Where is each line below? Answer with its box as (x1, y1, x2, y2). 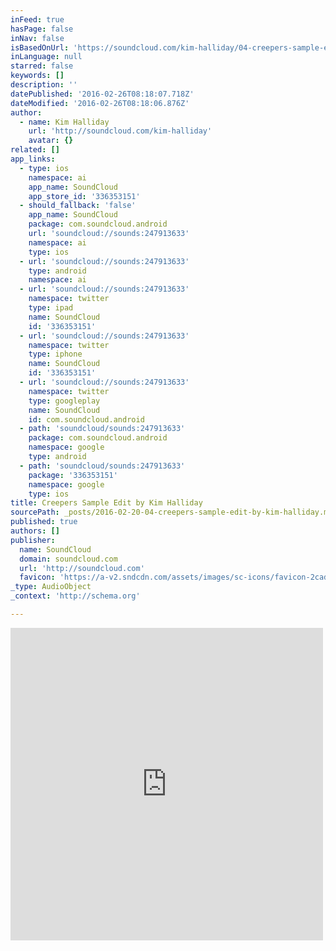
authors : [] (10, 526, 60, 536)
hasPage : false (10, 24, 74, 34)
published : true (10, 517, 78, 527)
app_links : (10, 154, 56, 164)
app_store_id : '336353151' (28, 191, 141, 201)
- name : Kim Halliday (19, 117, 110, 127)
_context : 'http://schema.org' (10, 591, 141, 601)
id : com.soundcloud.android (28, 414, 145, 425)
